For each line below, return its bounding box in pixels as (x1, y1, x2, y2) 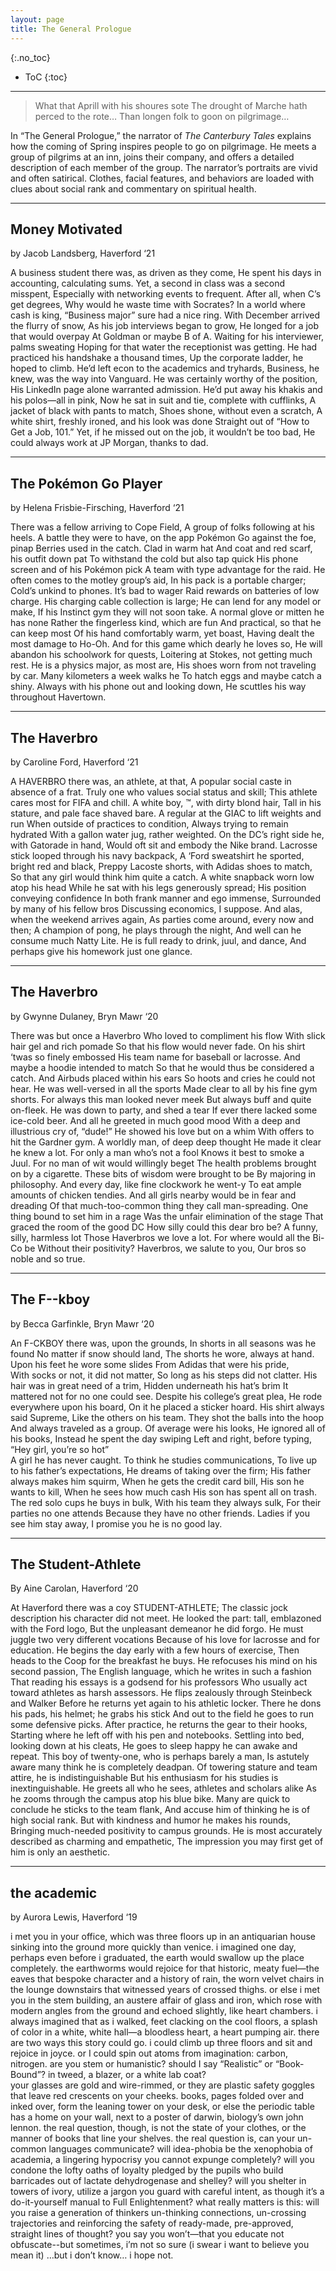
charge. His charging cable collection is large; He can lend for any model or (10, 596, 322, 608)
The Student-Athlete (10, 1556, 142, 1573)
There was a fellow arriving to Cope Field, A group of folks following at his (10, 521, 315, 533)
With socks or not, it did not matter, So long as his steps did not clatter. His (10, 1369, 318, 1381)
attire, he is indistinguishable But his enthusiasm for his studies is (10, 1772, 279, 1784)
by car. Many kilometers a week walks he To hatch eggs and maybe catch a (10, 670, 322, 682)
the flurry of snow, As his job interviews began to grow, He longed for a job (10, 320, 319, 332)
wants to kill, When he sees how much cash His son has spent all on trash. (10, 1486, 318, 1498)
